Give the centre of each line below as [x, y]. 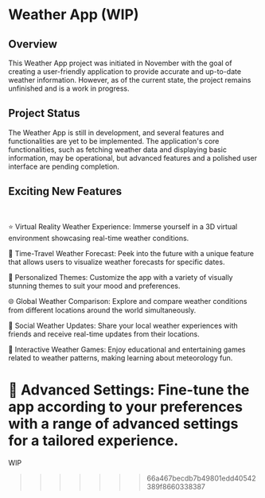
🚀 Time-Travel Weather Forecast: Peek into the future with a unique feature [131, 253]
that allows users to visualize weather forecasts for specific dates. [117, 262]
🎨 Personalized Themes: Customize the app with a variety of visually [121, 277]
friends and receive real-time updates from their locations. [104, 334]
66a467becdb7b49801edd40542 [201, 478]
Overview [33, 44]
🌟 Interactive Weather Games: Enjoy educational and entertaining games [127, 349]
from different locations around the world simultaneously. [102, 310]
